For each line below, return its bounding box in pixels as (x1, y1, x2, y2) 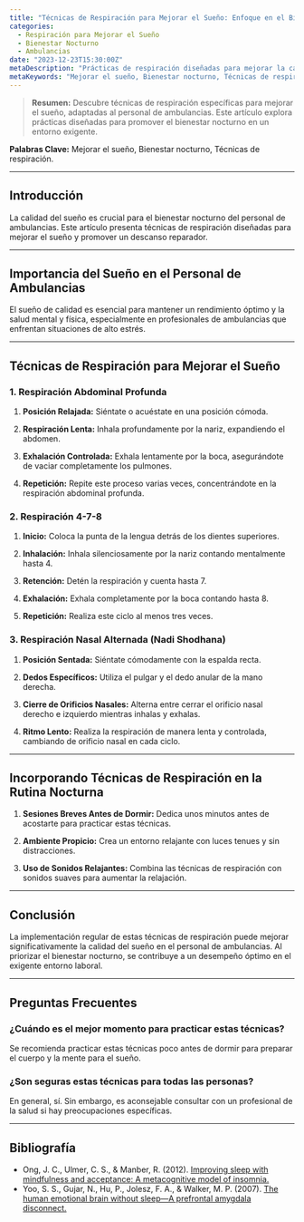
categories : (9, 22, 54, 31)
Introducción (9, 188, 84, 204)
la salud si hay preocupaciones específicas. (9, 1105, 173, 1116)
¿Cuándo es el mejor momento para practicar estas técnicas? (9, 1022, 285, 1034)
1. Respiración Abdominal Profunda (9, 385, 167, 398)
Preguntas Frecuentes (9, 994, 138, 1011)
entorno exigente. (31, 126, 98, 137)
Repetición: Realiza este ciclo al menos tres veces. (22, 611, 214, 622)
